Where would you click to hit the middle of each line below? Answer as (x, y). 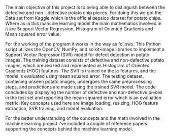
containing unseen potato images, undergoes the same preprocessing (79, 81)
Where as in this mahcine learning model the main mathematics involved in (83, 23)
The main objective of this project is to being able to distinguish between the (85, 7)
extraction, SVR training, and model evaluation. (54, 108)
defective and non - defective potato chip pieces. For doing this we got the (83, 13)
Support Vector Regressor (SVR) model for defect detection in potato (77, 55)
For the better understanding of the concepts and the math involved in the (82, 118)
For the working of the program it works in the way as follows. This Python (83, 44)
